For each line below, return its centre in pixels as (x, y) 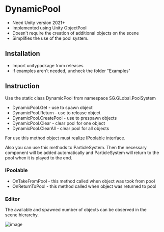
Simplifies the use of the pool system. (50, 38)
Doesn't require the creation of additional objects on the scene (75, 33)
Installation (23, 54)
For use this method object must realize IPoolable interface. (65, 138)
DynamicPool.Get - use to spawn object (52, 107)
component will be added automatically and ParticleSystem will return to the (82, 153)
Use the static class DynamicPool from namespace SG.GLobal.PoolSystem (81, 98)
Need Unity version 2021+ (39, 23)
